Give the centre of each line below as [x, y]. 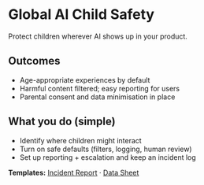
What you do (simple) [62, 122]
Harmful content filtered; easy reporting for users [100, 88]
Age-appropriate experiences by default [85, 80]
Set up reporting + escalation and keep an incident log [108, 157]
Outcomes [34, 61]
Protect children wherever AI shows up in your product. [98, 36]
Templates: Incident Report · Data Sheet [74, 172]
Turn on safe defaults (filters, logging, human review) [106, 149]
